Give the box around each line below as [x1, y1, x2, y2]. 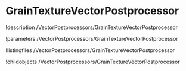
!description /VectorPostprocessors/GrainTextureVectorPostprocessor [5, 24, 178, 31]
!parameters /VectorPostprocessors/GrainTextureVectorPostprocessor [5, 35, 178, 42]
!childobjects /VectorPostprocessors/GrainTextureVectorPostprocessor [5, 58, 180, 65]
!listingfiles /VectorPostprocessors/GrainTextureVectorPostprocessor [5, 46, 175, 54]
